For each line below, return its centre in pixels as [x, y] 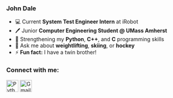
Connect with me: [33, 70]
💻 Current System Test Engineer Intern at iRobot [77, 22]
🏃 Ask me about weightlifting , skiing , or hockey [75, 45]
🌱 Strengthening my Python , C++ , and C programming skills [90, 39]
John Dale [21, 8]
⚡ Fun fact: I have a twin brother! [56, 53]
